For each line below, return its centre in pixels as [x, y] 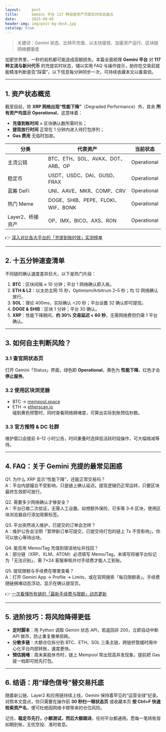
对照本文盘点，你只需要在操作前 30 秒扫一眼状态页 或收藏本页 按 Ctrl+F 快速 [83, 702]
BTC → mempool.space [36, 401]
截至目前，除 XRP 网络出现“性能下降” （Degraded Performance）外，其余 [80, 106]
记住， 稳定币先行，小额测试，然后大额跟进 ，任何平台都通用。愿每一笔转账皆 [83, 718]
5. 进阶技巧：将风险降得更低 [48, 617]
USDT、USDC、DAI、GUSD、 [83, 175]
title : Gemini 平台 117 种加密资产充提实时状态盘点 [59, 14]
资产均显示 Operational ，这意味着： [46, 112]
